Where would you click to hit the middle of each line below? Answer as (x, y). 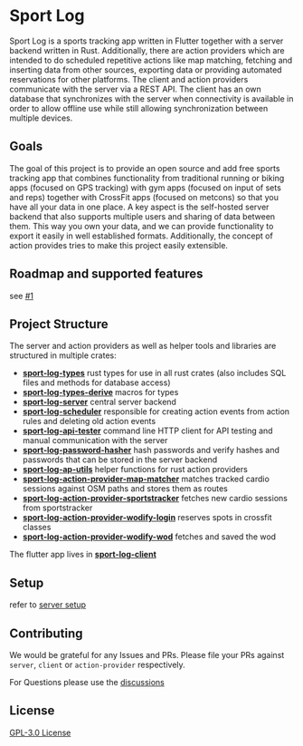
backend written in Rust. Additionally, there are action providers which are (147, 50)
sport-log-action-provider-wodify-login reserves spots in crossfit (147, 518)
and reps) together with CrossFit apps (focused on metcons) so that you (144, 197)
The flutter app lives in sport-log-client (83, 555)
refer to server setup (48, 605)
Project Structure (59, 324)
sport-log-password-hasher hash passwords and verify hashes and (151, 451)
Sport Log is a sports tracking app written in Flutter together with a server (147, 41)
